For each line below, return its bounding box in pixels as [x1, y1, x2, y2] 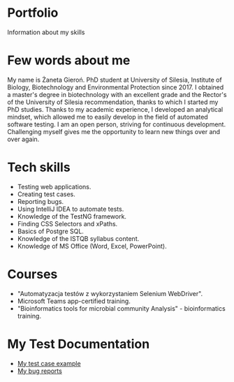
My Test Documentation [7, 336, 150, 352]
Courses [7, 267, 58, 282]
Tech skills [7, 159, 71, 175]
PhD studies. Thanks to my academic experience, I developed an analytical [7, 105, 224, 113]
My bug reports [17, 367, 63, 375]
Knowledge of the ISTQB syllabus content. [17, 234, 140, 242]
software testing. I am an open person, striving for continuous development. [7, 120, 226, 128]
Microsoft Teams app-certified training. [17, 297, 131, 305]
